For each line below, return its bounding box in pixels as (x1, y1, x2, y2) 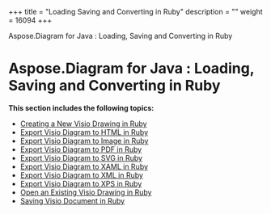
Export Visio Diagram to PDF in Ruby (19, 145, 142, 154)
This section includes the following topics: (8, 103, 155, 112)
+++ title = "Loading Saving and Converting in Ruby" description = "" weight (8, 7, 263, 16)
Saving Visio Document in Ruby (19, 195, 125, 205)
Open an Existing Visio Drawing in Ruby (19, 187, 152, 197)
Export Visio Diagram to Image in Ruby (19, 136, 149, 145)
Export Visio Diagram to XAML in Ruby (19, 162, 148, 171)
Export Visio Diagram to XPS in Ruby (19, 178, 142, 188)
